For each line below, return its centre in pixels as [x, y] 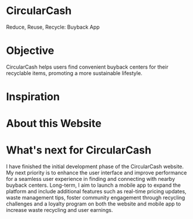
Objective [30, 51]
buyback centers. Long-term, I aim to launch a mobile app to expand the [94, 185]
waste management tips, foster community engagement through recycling [96, 198]
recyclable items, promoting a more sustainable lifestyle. [74, 73]
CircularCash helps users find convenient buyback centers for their [87, 67]
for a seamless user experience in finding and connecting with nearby [91, 179]
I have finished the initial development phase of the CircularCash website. [95, 167]
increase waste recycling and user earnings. [60, 210]
